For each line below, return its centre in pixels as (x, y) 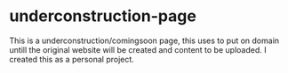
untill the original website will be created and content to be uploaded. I (138, 49)
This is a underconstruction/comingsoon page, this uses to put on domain (144, 40)
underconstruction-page (103, 16)
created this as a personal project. (72, 59)
